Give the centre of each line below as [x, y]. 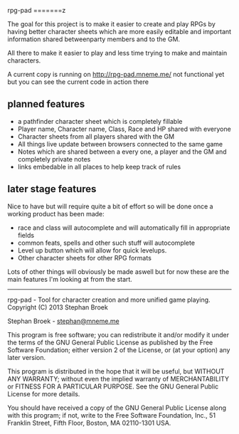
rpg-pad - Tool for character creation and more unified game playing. [109, 300]
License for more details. [44, 393]
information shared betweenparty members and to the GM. [94, 39]
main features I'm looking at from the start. [70, 279]
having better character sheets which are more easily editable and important [119, 32]
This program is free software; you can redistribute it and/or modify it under [118, 334]
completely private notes [54, 159]
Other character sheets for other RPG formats [84, 258]
